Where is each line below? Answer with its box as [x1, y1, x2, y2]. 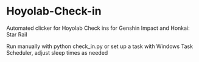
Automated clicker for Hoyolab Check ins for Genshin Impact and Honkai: [6, 24, 190, 32]
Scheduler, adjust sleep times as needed [6, 49, 108, 56]
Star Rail [6, 30, 27, 38]
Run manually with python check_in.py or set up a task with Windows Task [6, 43, 194, 50]
